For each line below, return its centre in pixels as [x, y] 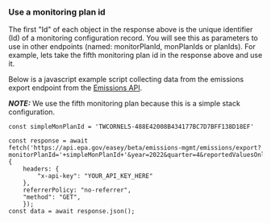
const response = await [48, 141]
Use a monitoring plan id [57, 12]
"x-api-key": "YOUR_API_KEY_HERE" [95, 176]
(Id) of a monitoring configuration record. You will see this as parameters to [133, 38]
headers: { [41, 169]
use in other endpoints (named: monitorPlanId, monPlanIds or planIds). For [132, 47]
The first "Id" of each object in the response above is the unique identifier [131, 30]
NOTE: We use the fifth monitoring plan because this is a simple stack [124, 104]
